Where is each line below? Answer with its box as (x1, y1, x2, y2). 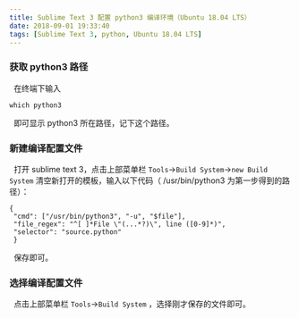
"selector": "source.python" (13, 227, 123, 237)
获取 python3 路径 (9, 61, 89, 73)
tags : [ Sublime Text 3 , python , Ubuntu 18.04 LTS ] (9, 29, 202, 38)
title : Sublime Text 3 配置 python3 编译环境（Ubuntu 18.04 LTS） (9, 13, 252, 22)
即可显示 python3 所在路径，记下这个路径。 (13, 117, 175, 128)
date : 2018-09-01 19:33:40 (9, 21, 110, 30)
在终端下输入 (13, 82, 61, 94)
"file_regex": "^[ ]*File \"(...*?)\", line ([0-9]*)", (13, 220, 226, 229)
